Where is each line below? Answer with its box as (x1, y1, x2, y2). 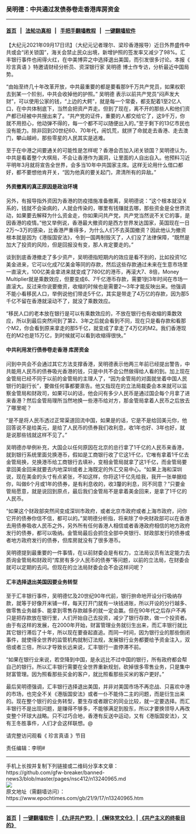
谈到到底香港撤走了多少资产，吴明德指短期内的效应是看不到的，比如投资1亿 (6, 253, 187, 260)
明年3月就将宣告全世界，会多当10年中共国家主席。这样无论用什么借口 (10, 161, 178, 168)
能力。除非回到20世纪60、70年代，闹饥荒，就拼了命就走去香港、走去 (16, 127, 184, 134)
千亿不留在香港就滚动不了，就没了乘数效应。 (6, 297, 114, 304)
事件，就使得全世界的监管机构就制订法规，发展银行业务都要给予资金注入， (6, 636, 185, 643)
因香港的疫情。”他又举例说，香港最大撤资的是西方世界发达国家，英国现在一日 (6, 219, 190, 226)
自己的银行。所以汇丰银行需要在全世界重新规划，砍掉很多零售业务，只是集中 (6, 663, 190, 671)
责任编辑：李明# (6, 744, 45, 751)
